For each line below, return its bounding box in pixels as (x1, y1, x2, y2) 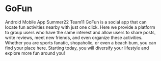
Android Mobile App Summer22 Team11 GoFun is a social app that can (5, 19, 147, 25)
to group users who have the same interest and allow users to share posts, (5, 29, 156, 35)
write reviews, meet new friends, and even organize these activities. (5, 35, 143, 41)
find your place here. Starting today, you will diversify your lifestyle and (5, 45, 149, 51)
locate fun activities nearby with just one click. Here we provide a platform (5, 24, 156, 30)
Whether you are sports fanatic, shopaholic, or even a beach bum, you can (5, 40, 156, 45)
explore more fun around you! (5, 50, 65, 56)
